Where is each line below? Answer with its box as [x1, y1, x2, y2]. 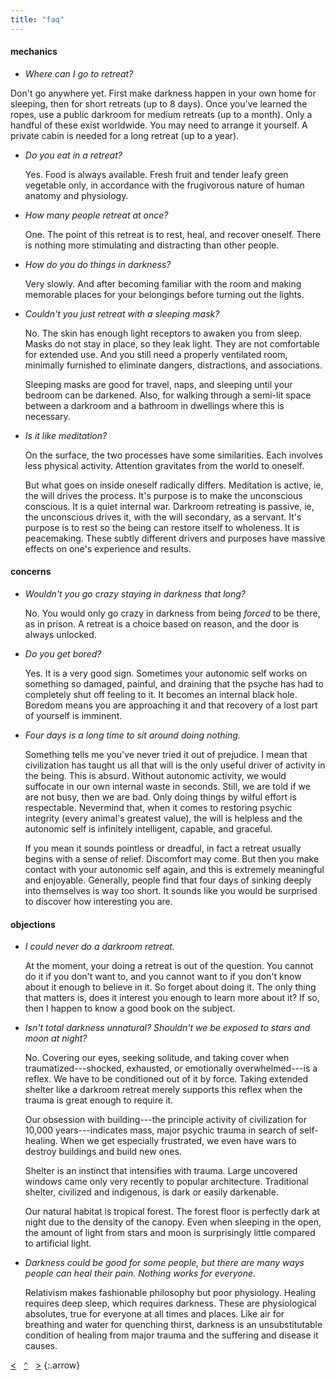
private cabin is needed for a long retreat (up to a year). [10, 129, 240, 141]
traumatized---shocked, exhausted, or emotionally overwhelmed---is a [24, 1062, 318, 1075]
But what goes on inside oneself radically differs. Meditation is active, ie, [24, 479, 324, 491]
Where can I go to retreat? [24, 67, 134, 80]
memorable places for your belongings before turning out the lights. [24, 288, 305, 300]
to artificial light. [24, 1237, 92, 1250]
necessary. [24, 410, 71, 422]
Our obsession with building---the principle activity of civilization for [24, 1114, 308, 1126]
